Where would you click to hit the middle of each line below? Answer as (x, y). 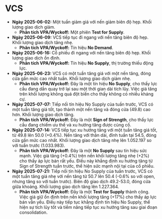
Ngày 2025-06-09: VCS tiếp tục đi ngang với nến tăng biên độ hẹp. (80, 37)
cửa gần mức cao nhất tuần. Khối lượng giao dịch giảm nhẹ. (72, 78)
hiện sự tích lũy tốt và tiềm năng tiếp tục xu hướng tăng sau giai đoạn (88, 207)
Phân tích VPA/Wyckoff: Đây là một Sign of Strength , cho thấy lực (86, 120)
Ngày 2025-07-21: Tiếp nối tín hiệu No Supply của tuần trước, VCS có (82, 171)
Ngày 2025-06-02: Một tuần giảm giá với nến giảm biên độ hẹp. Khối (82, 22)
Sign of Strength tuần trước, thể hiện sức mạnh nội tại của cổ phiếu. (87, 166)
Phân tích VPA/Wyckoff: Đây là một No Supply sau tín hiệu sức (83, 150)
